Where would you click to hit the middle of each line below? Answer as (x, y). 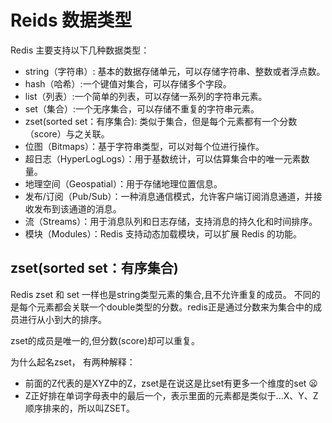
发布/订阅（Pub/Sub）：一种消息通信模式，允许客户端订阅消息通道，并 (169, 196)
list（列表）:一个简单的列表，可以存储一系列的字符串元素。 (146, 96)
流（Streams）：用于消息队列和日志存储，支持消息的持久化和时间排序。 (171, 221)
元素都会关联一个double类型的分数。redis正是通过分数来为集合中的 (174, 307)
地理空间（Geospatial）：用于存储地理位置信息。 (123, 183)
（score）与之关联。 (67, 133)
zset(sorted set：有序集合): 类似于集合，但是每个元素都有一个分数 (161, 121)
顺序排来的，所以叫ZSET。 (80, 408)
